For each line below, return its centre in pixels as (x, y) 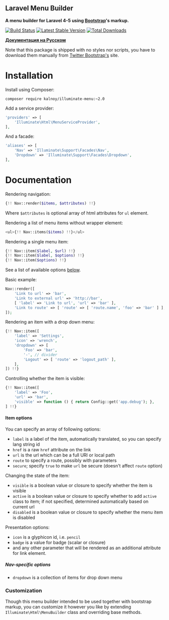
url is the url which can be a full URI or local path (64, 455)
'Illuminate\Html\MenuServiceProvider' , (57, 122)
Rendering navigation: (28, 194)
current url (23, 506)
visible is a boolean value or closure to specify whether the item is (82, 485)
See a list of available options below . (43, 270)
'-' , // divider (40, 355)
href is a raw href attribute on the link (52, 449)
